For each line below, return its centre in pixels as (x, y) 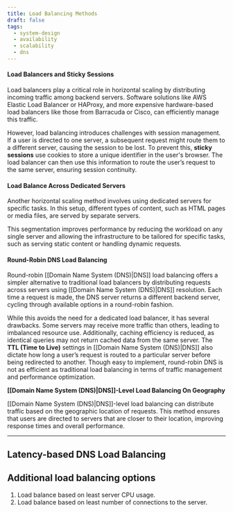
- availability (35, 40)
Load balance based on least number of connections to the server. (112, 502)
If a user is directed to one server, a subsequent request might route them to (116, 140)
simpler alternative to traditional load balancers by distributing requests (109, 282)
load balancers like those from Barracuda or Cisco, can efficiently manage (113, 112)
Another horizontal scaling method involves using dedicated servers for (109, 201)
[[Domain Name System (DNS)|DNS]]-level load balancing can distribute (111, 404)
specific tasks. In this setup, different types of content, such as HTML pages (116, 208)
